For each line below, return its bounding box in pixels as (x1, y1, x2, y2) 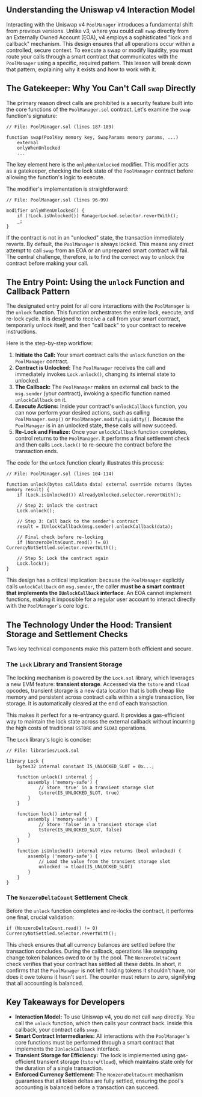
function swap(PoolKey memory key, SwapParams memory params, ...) (6, 134, 179, 141)
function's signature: (6, 112, 58, 119)
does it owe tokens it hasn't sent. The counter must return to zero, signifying (6, 973, 196, 980)
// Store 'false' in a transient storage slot (38, 821, 158, 827)
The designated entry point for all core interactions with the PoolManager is (6, 302, 191, 310)
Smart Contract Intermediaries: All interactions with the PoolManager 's (14, 1032, 191, 1040)
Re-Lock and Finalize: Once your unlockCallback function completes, (14, 428, 188, 436)
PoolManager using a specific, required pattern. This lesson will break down (6, 59, 191, 66)
